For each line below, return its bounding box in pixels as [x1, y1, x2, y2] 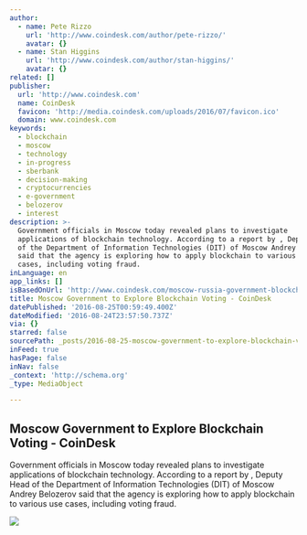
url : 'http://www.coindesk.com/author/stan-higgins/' [26, 56, 235, 65]
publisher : [9, 81, 51, 91]
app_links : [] [9, 277, 64, 286]
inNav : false [9, 362, 59, 371]
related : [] [9, 73, 55, 82]
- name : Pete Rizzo [17, 22, 92, 31]
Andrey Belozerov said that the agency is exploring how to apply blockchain [9, 488, 295, 499]
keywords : [9, 124, 48, 134]
